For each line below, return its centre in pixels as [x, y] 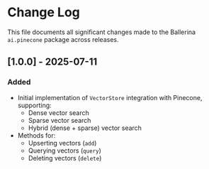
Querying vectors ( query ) [64, 151]
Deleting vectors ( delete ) [65, 158]
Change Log [44, 12]
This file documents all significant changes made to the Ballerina [102, 32]
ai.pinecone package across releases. [63, 39]
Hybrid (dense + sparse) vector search [85, 128]
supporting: [34, 105]
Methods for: [36, 135]
